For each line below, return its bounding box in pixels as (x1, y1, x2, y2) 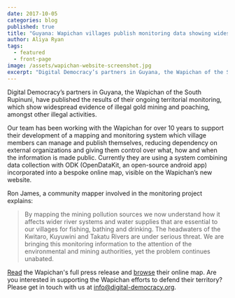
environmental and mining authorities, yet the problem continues (24, 247, 211, 255)
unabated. (24, 254, 54, 262)
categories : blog (7, 17, 58, 24)
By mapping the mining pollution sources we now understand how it (24, 210, 220, 218)
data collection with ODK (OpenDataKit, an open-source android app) (7, 161, 208, 169)
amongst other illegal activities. (7, 110, 97, 119)
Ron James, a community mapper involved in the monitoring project (7, 189, 203, 198)
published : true (7, 23, 55, 30)
